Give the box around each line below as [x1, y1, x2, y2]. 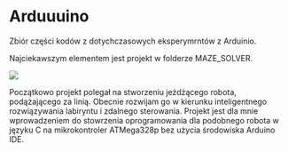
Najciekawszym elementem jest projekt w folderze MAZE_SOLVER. [9, 52, 253, 63]
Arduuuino [9, 6, 90, 27]
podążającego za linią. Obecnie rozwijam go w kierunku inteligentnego [9, 96, 268, 107]
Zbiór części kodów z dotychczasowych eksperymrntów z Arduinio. [9, 36, 257, 46]
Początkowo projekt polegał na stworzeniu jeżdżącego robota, [9, 86, 237, 97]
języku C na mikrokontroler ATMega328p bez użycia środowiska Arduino [9, 124, 276, 135]
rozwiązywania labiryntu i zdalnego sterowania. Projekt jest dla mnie [9, 105, 259, 116]
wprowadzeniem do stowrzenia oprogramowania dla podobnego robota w [9, 115, 279, 125]
